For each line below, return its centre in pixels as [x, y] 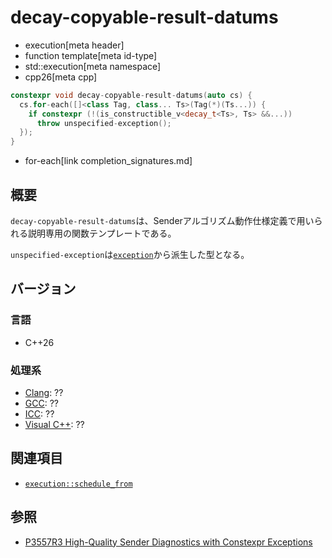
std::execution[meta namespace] [93, 66]
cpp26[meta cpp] [61, 77]
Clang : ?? [44, 392]
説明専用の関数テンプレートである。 [102, 233]
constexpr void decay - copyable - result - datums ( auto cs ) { [131, 95]
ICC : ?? [39, 413]
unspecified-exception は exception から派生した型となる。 [130, 254]
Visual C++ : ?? [54, 424]
